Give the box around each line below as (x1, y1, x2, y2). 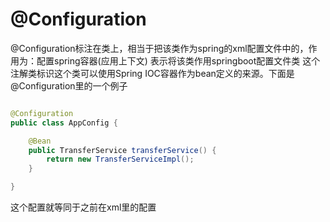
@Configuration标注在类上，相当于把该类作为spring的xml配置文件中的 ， (10, 42, 309, 54)
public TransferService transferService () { (28, 145, 217, 155)
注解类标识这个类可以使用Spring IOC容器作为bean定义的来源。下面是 (10, 67, 295, 79)
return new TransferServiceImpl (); (46, 154, 195, 165)
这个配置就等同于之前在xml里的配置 (10, 201, 157, 213)
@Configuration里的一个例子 (10, 79, 128, 92)
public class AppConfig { (10, 118, 118, 128)
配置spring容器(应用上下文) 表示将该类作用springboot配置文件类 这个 (36, 54, 321, 67)
